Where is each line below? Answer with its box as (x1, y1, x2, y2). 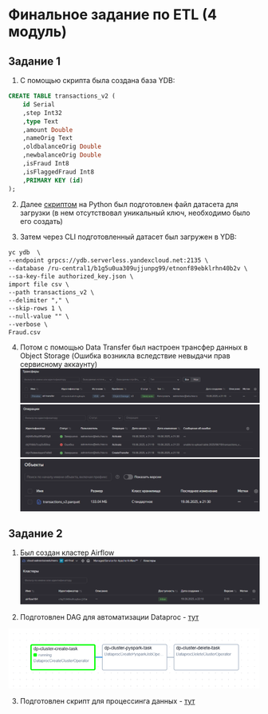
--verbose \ (8, 320, 48, 329)
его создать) (19, 216, 64, 225)
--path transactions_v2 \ (8, 288, 94, 297)
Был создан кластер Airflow (19, 548, 115, 557)
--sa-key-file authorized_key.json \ (8, 272, 134, 281)
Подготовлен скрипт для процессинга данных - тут (19, 696, 195, 705)
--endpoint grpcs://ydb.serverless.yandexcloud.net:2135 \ (8, 256, 209, 265)
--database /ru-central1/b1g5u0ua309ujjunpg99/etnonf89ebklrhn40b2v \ (8, 264, 248, 273)
